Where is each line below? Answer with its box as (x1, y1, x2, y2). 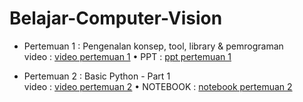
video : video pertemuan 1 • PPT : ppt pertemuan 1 (23, 50, 232, 62)
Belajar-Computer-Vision (9, 7, 223, 30)
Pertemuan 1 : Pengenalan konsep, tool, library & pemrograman (23, 40, 284, 52)
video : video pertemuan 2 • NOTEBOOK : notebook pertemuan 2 (23, 80, 293, 92)
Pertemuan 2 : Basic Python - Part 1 (23, 70, 171, 82)
